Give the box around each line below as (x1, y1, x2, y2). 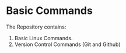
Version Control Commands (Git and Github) (14, 41, 121, 48)
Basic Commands (6, 4, 93, 17)
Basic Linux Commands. (14, 34, 73, 41)
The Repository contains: (6, 23, 66, 30)
